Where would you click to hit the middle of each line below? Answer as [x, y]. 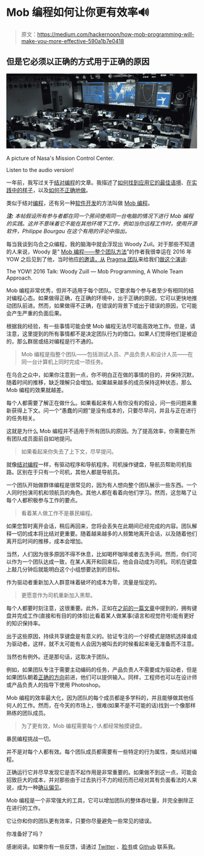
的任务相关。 [22, 418]
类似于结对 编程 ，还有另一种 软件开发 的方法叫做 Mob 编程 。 [80, 203]
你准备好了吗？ [25, 834]
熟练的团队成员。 [28, 713]
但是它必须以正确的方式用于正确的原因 [78, 62]
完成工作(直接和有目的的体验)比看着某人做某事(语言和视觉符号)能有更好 [106, 616]
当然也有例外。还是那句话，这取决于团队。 [59, 657]
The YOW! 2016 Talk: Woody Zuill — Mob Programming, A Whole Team [95, 272]
